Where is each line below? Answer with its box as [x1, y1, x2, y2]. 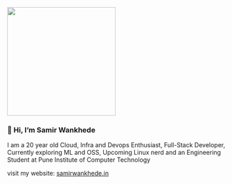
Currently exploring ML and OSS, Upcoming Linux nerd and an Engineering [7, 149, 222, 157]
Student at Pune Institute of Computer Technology [7, 156, 151, 164]
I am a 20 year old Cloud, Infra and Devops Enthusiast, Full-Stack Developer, [7, 141, 226, 149]
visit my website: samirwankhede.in [7, 169, 109, 178]
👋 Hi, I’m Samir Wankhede [7, 125, 96, 135]
